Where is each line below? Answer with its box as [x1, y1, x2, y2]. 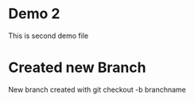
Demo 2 [8, 5, 60, 23]
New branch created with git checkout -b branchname [8, 85, 187, 94]
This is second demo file [8, 31, 89, 40]
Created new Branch [8, 59, 146, 77]
